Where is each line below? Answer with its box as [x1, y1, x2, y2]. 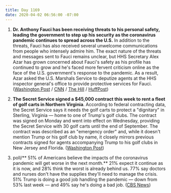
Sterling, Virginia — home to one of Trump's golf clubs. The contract [12, 112, 157, 118]
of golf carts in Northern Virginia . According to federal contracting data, [12, 101, 166, 107]
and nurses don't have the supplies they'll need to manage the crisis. [12, 171, 158, 177]
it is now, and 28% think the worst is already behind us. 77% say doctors [12, 165, 166, 172]
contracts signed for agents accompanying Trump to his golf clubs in [12, 139, 158, 146]
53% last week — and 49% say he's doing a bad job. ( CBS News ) [12, 182, 151, 188]
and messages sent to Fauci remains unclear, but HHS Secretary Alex [12, 53, 159, 59]
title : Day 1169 [5, 7, 40, 13]
